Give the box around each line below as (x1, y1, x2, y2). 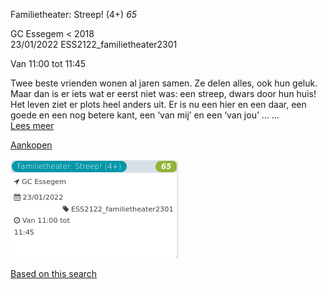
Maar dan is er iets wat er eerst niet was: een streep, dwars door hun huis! (10, 88, 317, 99)
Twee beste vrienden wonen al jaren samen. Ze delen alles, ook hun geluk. (10, 77, 318, 89)
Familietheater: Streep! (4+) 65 (10, 9, 138, 20)
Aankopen (10, 139, 53, 151)
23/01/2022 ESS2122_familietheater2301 (10, 39, 178, 50)
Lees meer (10, 120, 55, 131)
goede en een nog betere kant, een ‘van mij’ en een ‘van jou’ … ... (10, 109, 280, 121)
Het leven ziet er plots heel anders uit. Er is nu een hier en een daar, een (10, 99, 307, 110)
